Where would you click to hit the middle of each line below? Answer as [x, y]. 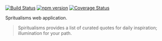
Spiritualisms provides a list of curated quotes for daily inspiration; [87, 28]
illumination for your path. [45, 33]
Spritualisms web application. [36, 18]
